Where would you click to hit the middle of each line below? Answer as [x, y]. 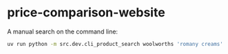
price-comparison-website [86, 13]
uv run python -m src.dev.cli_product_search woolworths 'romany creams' [115, 44]
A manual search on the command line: [63, 31]
